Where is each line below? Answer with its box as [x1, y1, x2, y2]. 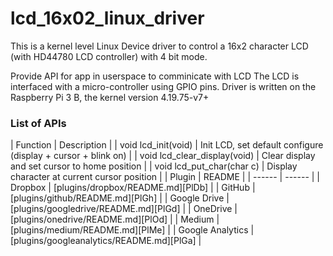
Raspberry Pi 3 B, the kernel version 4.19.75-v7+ [10, 91, 210, 103]
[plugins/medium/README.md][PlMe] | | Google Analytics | [10, 224, 255, 236]
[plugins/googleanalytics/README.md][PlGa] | [10, 235, 202, 247]
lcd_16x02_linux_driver [10, 7, 205, 30]
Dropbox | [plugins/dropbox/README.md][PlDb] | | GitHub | [10, 182, 256, 194]
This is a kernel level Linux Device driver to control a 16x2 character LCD [10, 40, 309, 52]
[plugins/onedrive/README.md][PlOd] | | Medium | [10, 213, 220, 226]
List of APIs [10, 116, 67, 130]
